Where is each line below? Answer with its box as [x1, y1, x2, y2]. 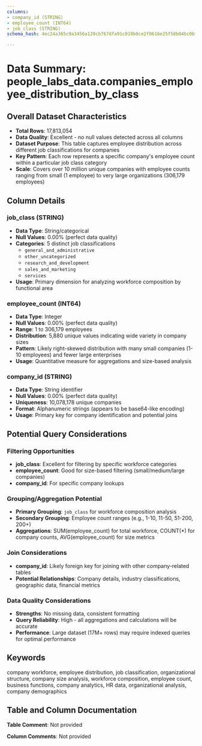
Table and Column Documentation [7, 705, 137, 715]
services [24, 273, 47, 279]
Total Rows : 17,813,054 [15, 127, 73, 135]
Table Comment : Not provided [7, 721, 83, 728]
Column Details [7, 195, 65, 206]
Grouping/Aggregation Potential [7, 495, 102, 503]
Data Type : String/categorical [15, 227, 89, 234]
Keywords [7, 653, 46, 663]
